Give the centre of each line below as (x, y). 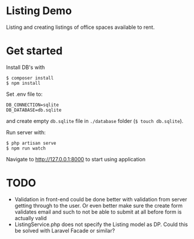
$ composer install (30, 78)
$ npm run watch (26, 148)
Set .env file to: (24, 94)
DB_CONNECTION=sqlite (33, 105)
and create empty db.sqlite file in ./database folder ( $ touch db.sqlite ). (95, 121)
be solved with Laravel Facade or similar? (65, 230)
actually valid (31, 218)
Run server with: (26, 132)
